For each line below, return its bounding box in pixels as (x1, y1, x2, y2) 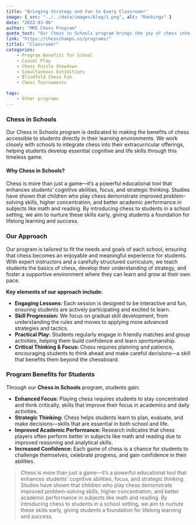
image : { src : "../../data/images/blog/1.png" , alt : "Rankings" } (6, 14, 172, 20)
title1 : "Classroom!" (6, 42, 59, 48)
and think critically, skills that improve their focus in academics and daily (14, 401, 190, 409)
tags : (6, 91, 19, 96)
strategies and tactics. (14, 325, 69, 332)
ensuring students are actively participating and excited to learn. (14, 306, 171, 313)
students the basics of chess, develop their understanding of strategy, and (6, 264, 187, 271)
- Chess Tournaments (16, 80, 67, 86)
